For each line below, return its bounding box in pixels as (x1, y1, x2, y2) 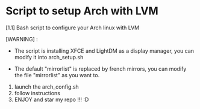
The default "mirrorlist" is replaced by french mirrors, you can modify (14, 65, 187, 72)
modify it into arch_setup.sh (14, 53, 84, 60)
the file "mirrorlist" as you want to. (14, 71, 100, 78)
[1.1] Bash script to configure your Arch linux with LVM (5, 24, 140, 31)
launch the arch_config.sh (14, 83, 79, 90)
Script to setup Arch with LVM (5, 4, 159, 18)
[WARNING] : (5, 35, 39, 43)
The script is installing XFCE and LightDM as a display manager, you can (14, 47, 194, 54)
